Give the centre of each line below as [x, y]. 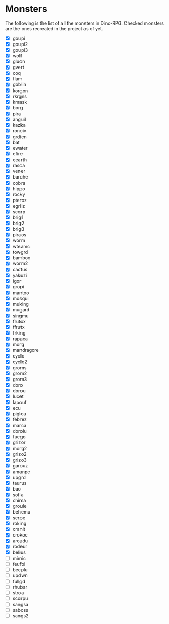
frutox [19, 321]
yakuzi [20, 275]
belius [19, 552]
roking [19, 523]
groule [19, 506]
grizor [19, 442]
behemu [22, 512]
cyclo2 [20, 362]
